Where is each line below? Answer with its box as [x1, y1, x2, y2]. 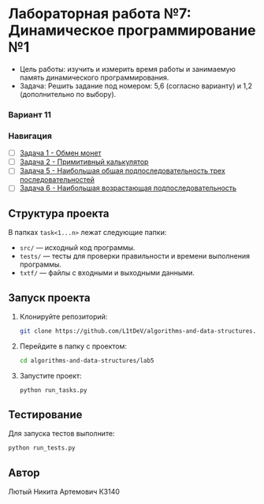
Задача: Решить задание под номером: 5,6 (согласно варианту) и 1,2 [19, 80, 253, 91]
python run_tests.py [8, 444, 76, 452]
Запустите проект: [19, 371, 82, 380]
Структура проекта [8, 207, 110, 220]
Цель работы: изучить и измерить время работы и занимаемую [19, 64, 236, 73]
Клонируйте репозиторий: [19, 312, 108, 322]
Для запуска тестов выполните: [8, 429, 115, 439]
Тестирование [8, 408, 83, 422]
